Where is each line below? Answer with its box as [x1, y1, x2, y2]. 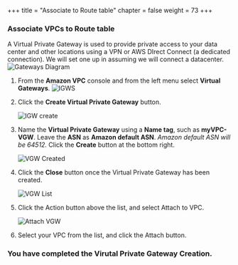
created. [17, 176, 43, 185]
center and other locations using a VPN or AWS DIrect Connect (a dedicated [7, 48, 231, 56]
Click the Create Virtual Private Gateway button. [17, 98, 161, 106]
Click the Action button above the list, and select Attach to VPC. [17, 203, 205, 212]
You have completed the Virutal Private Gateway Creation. [7, 249, 213, 259]
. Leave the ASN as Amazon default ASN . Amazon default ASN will [33, 133, 231, 142]
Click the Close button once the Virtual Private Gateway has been [17, 168, 210, 177]
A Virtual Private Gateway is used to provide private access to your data [7, 40, 218, 48]
